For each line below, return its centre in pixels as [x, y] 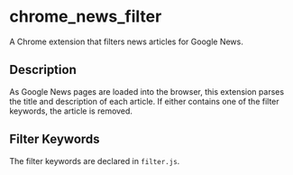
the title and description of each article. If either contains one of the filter [144, 101]
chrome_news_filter [86, 17]
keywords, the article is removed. [71, 111]
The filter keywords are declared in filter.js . [95, 161]
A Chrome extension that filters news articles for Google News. [126, 41]
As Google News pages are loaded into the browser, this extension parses [147, 91]
